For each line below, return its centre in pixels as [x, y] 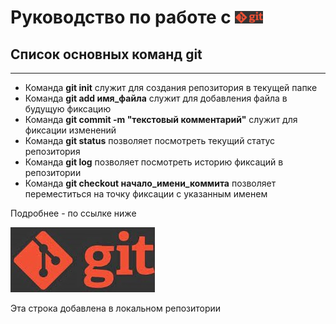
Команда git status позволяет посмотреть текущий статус [150, 140]
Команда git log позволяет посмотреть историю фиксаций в [154, 162]
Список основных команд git [106, 54]
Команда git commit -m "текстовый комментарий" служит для [161, 119]
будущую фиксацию [68, 109]
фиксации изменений [70, 130]
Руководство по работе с [121, 17]
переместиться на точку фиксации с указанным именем [146, 194]
